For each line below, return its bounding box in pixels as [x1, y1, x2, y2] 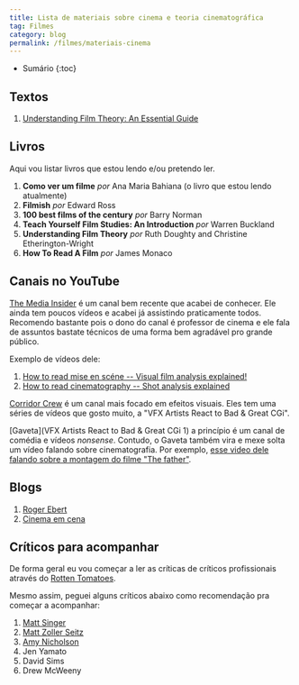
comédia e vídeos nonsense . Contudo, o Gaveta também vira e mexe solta [9, 434, 285, 445]
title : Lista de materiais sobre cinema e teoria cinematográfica [9, 13, 264, 23]
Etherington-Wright [22, 238, 95, 249]
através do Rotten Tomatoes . [9, 573, 116, 584]
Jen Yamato [22, 646, 68, 657]
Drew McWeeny [22, 665, 82, 676]
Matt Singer [22, 617, 67, 628]
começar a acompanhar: [9, 600, 101, 611]
